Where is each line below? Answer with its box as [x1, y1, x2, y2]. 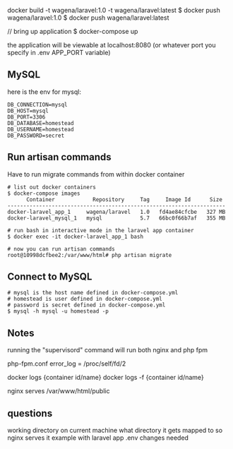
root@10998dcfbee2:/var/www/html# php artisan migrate [7, 251, 172, 258]
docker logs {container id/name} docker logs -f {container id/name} [7, 373, 205, 382]
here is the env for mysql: [7, 88, 81, 96]
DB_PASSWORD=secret [7, 132, 65, 139]
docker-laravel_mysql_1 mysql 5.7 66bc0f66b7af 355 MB [7, 215, 226, 222]
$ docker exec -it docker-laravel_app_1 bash [7, 233, 143, 240]
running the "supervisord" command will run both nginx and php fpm [7, 346, 208, 354]
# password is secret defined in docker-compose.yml [7, 301, 166, 309]
